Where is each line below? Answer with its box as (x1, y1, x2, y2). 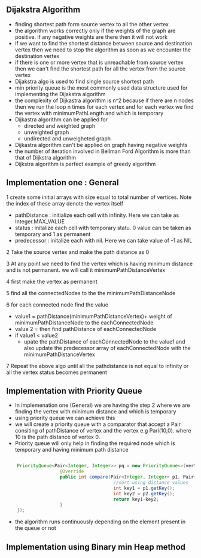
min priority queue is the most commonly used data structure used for (14, 84, 188, 91)
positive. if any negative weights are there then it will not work (14, 33, 168, 41)
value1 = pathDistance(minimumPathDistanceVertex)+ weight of (14, 312, 172, 320)
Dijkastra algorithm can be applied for (14, 116, 108, 123)
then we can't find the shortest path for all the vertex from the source (14, 65, 186, 72)
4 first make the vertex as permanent (6, 278, 98, 285)
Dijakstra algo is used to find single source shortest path (14, 78, 154, 85)
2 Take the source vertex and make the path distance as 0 (6, 248, 150, 256)
